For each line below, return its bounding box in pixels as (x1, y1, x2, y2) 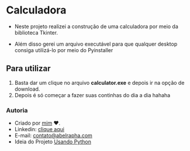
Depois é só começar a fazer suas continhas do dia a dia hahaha (14, 91, 171, 98)
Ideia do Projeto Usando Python (14, 138, 92, 145)
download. (14, 85, 40, 92)
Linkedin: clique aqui (14, 126, 64, 133)
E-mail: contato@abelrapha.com (14, 132, 92, 139)
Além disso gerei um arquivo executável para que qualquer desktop (14, 40, 178, 47)
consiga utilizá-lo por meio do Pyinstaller (14, 46, 113, 53)
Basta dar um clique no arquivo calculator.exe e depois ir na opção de (14, 79, 185, 86)
